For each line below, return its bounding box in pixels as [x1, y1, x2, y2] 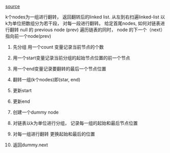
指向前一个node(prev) [5, 33, 51, 39]
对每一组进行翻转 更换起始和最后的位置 [12, 131, 95, 137]
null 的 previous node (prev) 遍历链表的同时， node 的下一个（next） [19, 27, 165, 33]
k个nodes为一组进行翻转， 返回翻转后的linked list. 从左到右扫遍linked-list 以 [5, 14, 165, 20]
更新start [12, 88, 32, 93]
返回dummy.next [12, 142, 48, 148]
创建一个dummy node [12, 109, 59, 115]
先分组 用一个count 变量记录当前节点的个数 [12, 44, 104, 50]
